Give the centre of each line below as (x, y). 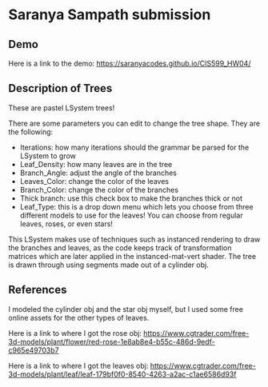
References (38, 290)
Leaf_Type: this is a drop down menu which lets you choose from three (136, 206)
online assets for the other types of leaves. (79, 317)
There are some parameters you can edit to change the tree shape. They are (134, 123)
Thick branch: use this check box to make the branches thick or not (131, 198)
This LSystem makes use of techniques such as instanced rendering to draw (134, 239)
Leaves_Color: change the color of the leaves (94, 181)
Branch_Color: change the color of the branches (99, 190)
